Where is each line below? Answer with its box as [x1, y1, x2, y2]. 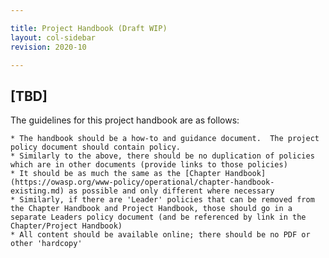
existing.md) [10, 186, 65, 196]
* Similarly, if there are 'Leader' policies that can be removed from [10, 195, 315, 205]
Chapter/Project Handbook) [10, 221, 123, 231]
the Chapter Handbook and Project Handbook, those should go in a [10, 204, 293, 214]
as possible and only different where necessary [68, 186, 275, 196]
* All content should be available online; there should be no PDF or [10, 230, 311, 240]
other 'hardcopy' [10, 239, 83, 249]
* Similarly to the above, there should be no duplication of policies [10, 151, 315, 161]
